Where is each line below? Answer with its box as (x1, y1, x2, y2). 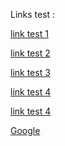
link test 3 (10, 67, 51, 78)
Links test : (10, 9, 56, 20)
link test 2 (10, 47, 51, 59)
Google (10, 125, 41, 136)
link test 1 (10, 28, 49, 39)
